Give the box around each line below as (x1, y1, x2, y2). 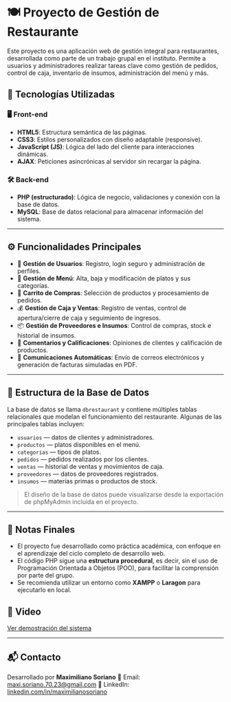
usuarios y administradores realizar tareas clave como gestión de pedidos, (7, 61, 219, 69)
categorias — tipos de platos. (16, 448, 102, 456)
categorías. (16, 281, 49, 289)
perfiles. (16, 267, 41, 275)
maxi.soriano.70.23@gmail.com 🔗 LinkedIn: (7, 680, 130, 688)
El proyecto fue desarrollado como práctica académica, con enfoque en (16, 542, 221, 550)
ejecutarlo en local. (16, 586, 72, 594)
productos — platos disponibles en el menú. (16, 440, 141, 448)
